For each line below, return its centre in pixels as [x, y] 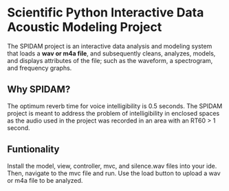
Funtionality [33, 150]
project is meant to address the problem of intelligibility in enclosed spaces [113, 113]
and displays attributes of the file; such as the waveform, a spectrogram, [110, 60]
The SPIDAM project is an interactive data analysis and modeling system [110, 46]
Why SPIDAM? [39, 89]
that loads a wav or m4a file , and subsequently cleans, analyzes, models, [111, 53]
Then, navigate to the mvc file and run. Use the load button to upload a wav [114, 173]
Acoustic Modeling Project [85, 27]
